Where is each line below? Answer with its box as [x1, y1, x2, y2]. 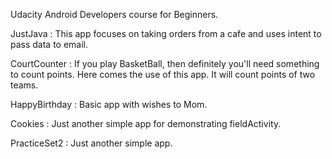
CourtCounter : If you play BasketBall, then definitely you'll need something [10, 58, 320, 69]
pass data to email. [10, 39, 89, 50]
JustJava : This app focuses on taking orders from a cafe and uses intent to [10, 28, 322, 39]
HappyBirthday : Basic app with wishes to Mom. [10, 99, 208, 110]
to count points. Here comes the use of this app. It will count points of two [10, 69, 316, 80]
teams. [10, 79, 39, 91]
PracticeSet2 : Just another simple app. [10, 137, 173, 149]
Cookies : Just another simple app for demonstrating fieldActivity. [10, 118, 282, 129]
